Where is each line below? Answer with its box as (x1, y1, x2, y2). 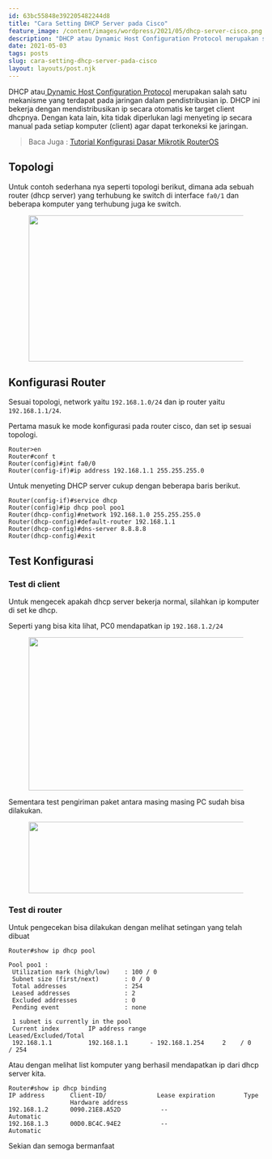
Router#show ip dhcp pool (8, 947, 96, 955)
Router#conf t (8, 452, 57, 461)
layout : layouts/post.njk (8, 65, 96, 73)
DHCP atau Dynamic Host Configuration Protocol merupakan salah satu (8, 87, 247, 96)
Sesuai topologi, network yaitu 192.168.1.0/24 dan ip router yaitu (8, 397, 225, 407)
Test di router (8, 904, 62, 915)
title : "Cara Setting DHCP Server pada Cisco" (8, 19, 168, 28)
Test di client (8, 578, 61, 589)
